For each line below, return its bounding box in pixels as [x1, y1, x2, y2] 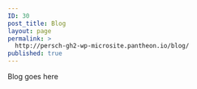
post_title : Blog [7, 19, 66, 28]
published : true [7, 49, 62, 57]
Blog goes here [7, 72, 58, 81]
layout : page [7, 27, 52, 35]
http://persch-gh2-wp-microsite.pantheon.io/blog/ [15, 42, 190, 50]
